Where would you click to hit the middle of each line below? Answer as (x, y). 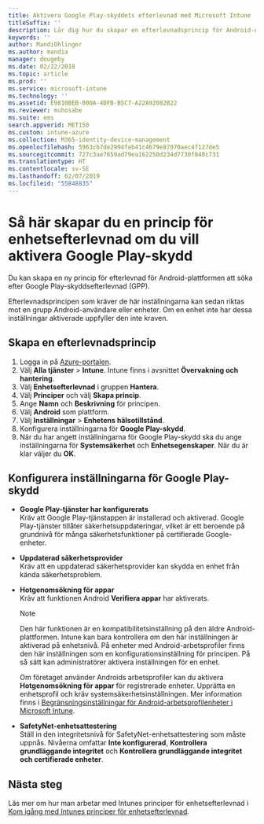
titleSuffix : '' (35, 23)
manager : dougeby (37, 60)
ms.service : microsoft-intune (58, 88)
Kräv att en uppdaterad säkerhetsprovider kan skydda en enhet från (129, 566)
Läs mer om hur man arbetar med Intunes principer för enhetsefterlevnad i (128, 804)
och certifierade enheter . (61, 760)
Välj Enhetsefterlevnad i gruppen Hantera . (89, 387)
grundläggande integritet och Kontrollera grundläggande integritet (131, 751)
